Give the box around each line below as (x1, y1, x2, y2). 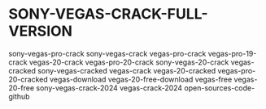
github (8, 91, 30, 101)
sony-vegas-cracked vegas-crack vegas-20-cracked (37, 65, 216, 75)
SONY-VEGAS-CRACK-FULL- (8, 5, 209, 23)
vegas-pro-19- (207, 48, 257, 58)
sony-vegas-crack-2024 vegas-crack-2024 (36, 82, 183, 93)
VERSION (8, 22, 73, 40)
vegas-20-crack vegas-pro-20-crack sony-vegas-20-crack (28, 57, 229, 67)
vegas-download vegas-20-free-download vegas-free (49, 74, 233, 84)
